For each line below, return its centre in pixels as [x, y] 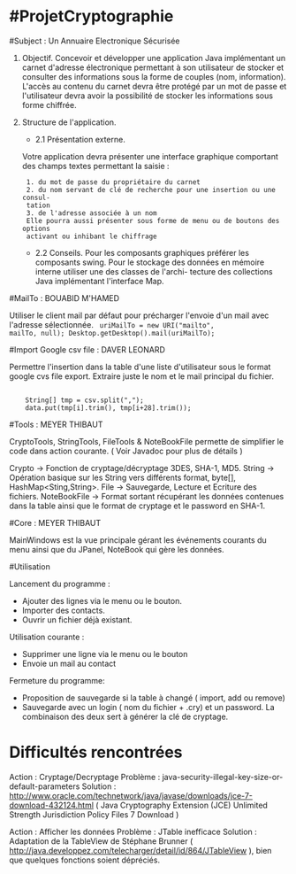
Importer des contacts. [64, 610]
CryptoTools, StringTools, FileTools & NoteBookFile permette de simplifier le [147, 441]
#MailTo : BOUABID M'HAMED [65, 298]
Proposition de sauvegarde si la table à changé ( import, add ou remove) [153, 698]
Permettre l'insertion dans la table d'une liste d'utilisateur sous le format [140, 367]
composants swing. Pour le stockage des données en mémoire [150, 262]
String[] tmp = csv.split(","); [84, 400]
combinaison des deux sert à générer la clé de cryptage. [125, 716]
